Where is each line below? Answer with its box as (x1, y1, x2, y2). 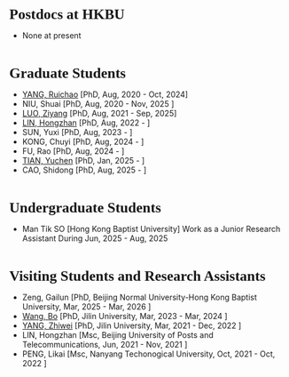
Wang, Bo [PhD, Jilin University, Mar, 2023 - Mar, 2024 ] (21, 311, 228, 321)
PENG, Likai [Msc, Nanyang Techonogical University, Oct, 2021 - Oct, (21, 349, 276, 359)
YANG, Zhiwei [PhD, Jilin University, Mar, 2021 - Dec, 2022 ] (21, 320, 242, 331)
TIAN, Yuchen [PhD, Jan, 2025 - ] (21, 156, 145, 165)
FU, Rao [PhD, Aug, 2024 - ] (21, 146, 125, 156)
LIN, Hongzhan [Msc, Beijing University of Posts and (21, 330, 215, 340)
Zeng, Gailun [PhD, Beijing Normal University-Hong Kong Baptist (21, 292, 257, 302)
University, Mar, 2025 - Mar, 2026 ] (21, 301, 152, 312)
